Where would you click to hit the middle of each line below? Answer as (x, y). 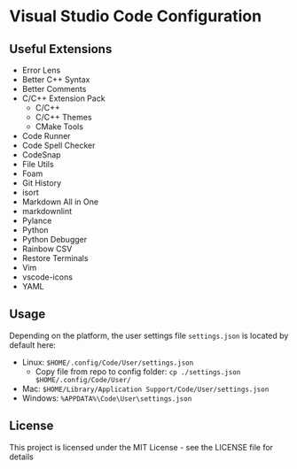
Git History (42, 183)
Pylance (37, 220)
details (21, 457)
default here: (32, 345)
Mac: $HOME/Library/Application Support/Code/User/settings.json (145, 388)
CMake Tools (59, 127)
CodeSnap (41, 155)
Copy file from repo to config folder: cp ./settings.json (138, 371)
